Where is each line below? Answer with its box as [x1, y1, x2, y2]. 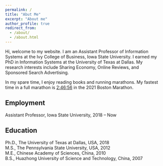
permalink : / [5, 7, 32, 12]
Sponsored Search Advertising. [5, 69, 69, 75]
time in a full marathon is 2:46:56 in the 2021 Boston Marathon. [5, 84, 134, 90]
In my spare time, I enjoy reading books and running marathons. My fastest [5, 79, 159, 85]
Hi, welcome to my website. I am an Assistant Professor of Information [5, 48, 149, 55]
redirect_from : [5, 26, 37, 31]
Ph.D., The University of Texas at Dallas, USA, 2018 [5, 139, 109, 145]
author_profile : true [5, 21, 50, 26]
